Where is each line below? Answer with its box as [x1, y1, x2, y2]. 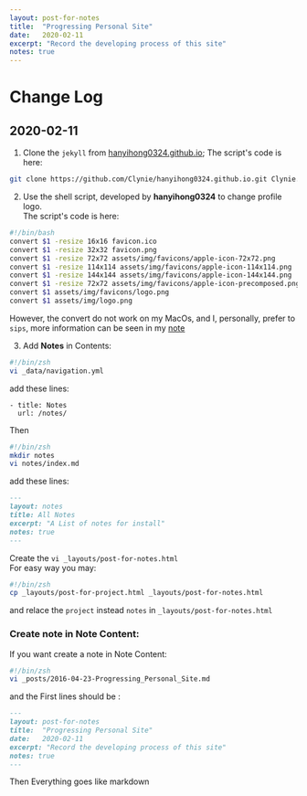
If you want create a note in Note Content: [9, 648, 167, 659]
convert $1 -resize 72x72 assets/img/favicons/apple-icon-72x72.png [9, 253, 276, 263]
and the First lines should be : [9, 691, 121, 702]
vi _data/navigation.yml [9, 366, 104, 376]
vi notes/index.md [9, 459, 79, 469]
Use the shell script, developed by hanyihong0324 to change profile [22, 191, 282, 202]
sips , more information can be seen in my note [9, 322, 185, 334]
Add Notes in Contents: [22, 340, 112, 351]
